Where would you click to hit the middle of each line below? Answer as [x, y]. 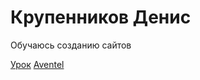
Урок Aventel [37, 64]
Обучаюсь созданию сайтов [71, 45]
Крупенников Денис [101, 17]
